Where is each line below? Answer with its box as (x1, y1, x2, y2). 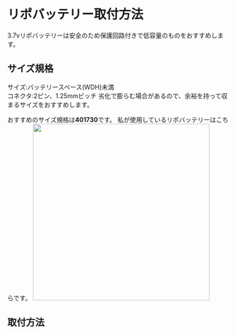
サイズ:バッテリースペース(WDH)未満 (7, 83, 114, 91)
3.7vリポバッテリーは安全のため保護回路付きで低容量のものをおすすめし (7, 31, 217, 40)
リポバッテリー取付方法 (7, 6, 144, 23)
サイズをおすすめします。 (19, 100, 94, 109)
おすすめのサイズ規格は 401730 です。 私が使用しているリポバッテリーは (7, 115, 217, 124)
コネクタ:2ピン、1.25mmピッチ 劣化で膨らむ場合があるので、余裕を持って (7, 91, 222, 100)
